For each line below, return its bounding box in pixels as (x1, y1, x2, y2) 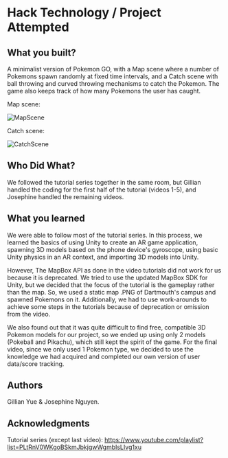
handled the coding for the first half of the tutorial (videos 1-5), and (7, 185, 197, 194)
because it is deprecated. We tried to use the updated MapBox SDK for (7, 273, 208, 282)
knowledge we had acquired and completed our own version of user (7, 352, 201, 360)
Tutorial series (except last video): (7, 436, 103, 444)
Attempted (7, 19, 70, 35)
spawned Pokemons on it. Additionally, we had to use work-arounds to (7, 295, 207, 304)
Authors (7, 380, 43, 391)
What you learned (7, 213, 86, 225)
